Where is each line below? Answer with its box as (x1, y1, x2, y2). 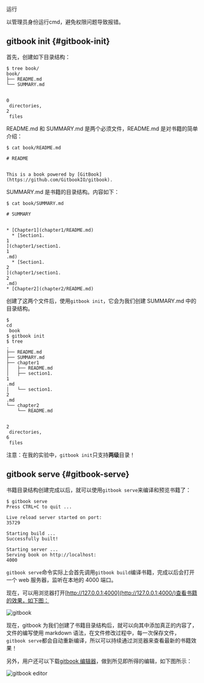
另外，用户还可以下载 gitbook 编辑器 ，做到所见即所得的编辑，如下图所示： (6, 657, 192, 665)
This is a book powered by (6, 171, 75, 177)
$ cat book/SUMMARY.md (6, 200, 64, 206)
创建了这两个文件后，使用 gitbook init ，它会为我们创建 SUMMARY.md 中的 (6, 297, 197, 304)
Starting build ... (6, 530, 56, 537)
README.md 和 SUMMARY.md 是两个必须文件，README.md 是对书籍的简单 (6, 124, 198, 132)
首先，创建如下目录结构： (6, 53, 71, 60)
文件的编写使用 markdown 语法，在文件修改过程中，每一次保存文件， (6, 629, 180, 636)
